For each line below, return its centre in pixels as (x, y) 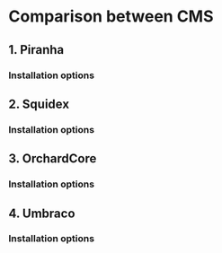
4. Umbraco (42, 213)
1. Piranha (36, 50)
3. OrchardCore (53, 159)
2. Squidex (39, 104)
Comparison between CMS (111, 17)
